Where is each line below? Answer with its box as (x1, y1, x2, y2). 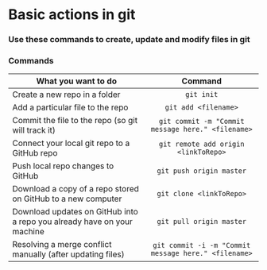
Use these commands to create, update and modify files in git (8, 34, 250, 45)
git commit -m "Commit (158, 117, 245, 126)
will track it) (12, 125, 56, 136)
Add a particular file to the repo (12, 102, 129, 113)
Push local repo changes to (12, 160, 114, 172)
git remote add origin (158, 140, 245, 148)
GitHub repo (12, 148, 58, 159)
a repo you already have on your (12, 216, 133, 227)
